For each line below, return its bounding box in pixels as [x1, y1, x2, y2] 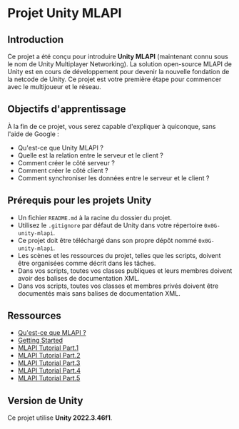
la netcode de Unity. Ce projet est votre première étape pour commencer [7, 75, 222, 83]
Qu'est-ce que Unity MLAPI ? [17, 143, 103, 152]
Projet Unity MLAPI [7, 5, 122, 21]
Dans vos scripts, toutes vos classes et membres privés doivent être [17, 281, 219, 290]
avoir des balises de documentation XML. [17, 274, 141, 282]
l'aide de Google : [7, 130, 59, 138]
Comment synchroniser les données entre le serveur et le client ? [17, 173, 210, 182]
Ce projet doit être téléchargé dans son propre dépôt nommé [17, 236, 198, 244]
